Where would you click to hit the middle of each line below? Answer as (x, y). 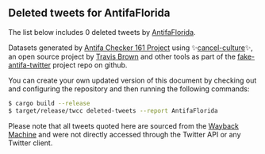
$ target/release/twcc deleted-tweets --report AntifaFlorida (113, 110)
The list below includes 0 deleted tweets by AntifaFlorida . (102, 32)
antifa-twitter (30, 65)
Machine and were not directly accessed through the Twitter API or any (125, 134)
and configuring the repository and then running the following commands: (129, 89)
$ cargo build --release (49, 103)
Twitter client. (31, 143)
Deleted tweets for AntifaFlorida (89, 13)
